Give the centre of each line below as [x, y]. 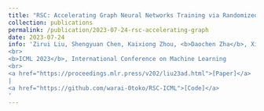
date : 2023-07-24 [37, 37]
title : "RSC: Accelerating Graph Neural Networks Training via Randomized [133, 15]
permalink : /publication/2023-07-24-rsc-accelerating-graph [109, 30]
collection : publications [50, 23]
